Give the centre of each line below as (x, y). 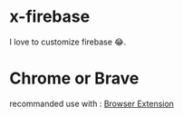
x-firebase (50, 17)
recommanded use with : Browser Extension (92, 103)
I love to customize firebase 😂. (68, 42)
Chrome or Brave (74, 78)
